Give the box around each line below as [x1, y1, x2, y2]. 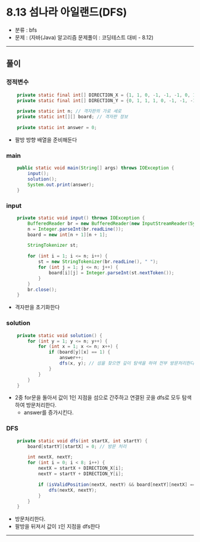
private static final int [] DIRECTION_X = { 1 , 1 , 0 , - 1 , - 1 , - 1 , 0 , [17, 92, 190, 98]
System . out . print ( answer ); [27, 182, 95, 188]
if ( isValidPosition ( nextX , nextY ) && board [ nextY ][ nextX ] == [37, 482, 196, 488]
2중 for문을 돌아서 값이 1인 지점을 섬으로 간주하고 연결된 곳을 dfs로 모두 [14, 394, 181, 401]
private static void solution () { [17, 332, 102, 338]
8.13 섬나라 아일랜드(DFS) [6, 5, 127, 19]
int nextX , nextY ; [27, 454, 73, 460]
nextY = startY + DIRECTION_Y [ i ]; [37, 471, 124, 477]
